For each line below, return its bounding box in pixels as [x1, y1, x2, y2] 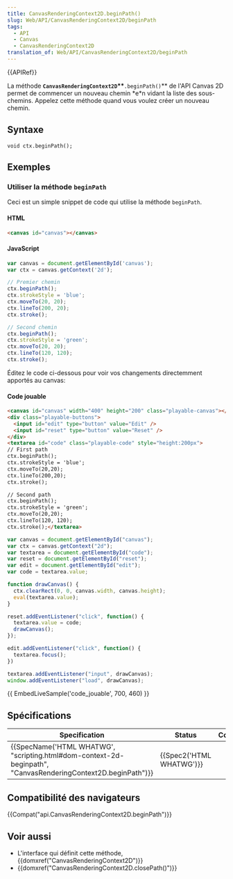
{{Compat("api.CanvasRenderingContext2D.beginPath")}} [7, 810, 172, 818]
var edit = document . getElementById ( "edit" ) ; [7, 562, 141, 569]
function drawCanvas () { [7, 581, 79, 588]
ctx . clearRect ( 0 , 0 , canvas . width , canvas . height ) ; [13, 587, 166, 594]
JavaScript [7, 244, 40, 253]
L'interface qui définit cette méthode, [17, 848, 123, 857]
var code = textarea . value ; [7, 569, 89, 576]
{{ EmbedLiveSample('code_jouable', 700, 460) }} [7, 690, 150, 698]
